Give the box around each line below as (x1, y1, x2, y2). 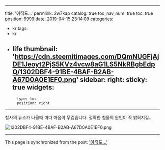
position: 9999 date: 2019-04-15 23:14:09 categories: (5, 16, 113, 22)
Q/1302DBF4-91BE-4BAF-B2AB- (12, 68, 114, 76)
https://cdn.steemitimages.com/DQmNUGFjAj (14, 53, 160, 61)
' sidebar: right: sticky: (76, 76, 147, 84)
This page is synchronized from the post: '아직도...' (5, 139, 107, 145)
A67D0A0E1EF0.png (12, 76, 77, 84)
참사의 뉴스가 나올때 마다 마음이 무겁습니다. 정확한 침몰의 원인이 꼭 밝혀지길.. (5, 114, 152, 120)
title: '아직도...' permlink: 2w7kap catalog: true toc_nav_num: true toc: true (5, 10, 153, 16)
